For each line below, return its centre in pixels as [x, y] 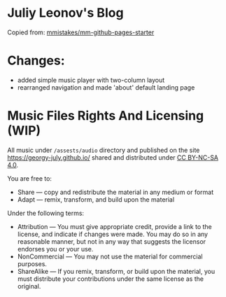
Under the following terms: [46, 213]
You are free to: [30, 178]
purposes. [32, 263]
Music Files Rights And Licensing [106, 116]
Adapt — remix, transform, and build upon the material [96, 199]
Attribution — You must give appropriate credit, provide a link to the [114, 226]
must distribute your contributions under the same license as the [111, 279]
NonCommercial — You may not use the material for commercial [110, 256]
